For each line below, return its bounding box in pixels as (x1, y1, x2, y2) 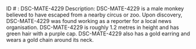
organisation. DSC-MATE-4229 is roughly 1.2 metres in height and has (6, 24, 179, 31)
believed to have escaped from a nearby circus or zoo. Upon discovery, (6, 11, 183, 18)
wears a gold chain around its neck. (6, 37, 94, 43)
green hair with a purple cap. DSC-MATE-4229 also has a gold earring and (6, 30, 190, 37)
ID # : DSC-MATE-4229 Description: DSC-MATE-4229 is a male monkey (6, 5, 184, 12)
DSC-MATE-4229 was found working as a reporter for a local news (6, 18, 172, 24)
